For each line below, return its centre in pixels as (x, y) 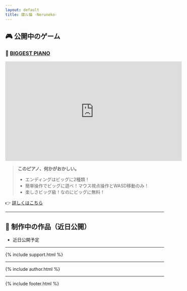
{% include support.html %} (34, 255)
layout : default (22, 10)
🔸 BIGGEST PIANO (28, 53)
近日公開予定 (26, 240)
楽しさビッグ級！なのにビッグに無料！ (65, 192)
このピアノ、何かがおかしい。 (48, 169)
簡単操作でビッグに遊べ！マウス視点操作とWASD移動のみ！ (87, 186)
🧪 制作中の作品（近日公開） (48, 227)
